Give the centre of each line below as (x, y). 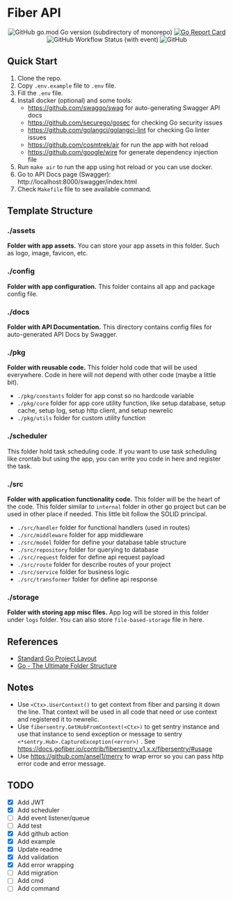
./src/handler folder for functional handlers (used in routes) (104, 527)
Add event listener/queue (54, 818)
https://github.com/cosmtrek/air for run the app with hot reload (118, 145)
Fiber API (34, 13)
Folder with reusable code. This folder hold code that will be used (102, 367)
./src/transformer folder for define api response (87, 579)
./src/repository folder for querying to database (88, 549)
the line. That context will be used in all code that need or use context (117, 712)
